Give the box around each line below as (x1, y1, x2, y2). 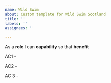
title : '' (5, 16, 26, 21)
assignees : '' (5, 26, 35, 31)
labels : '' (5, 21, 28, 26)
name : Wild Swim (5, 7, 39, 12)
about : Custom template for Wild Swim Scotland (5, 12, 106, 17)
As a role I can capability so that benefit (5, 44, 89, 50)
